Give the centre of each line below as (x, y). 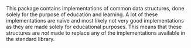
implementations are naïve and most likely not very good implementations (95, 21)
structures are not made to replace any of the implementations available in (96, 33)
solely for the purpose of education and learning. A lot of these (82, 14)
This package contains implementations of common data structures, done (95, 8)
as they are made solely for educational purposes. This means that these (94, 27)
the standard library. (30, 39)
